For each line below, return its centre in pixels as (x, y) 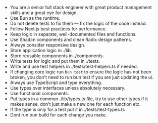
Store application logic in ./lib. (41, 50)
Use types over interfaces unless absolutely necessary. (68, 88)
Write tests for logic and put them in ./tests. (55, 61)
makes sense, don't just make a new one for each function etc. (75, 104)
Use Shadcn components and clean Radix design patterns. (71, 39)
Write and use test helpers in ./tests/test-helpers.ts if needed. (74, 66)
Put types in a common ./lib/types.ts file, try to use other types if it (79, 99)
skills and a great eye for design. (44, 13)
